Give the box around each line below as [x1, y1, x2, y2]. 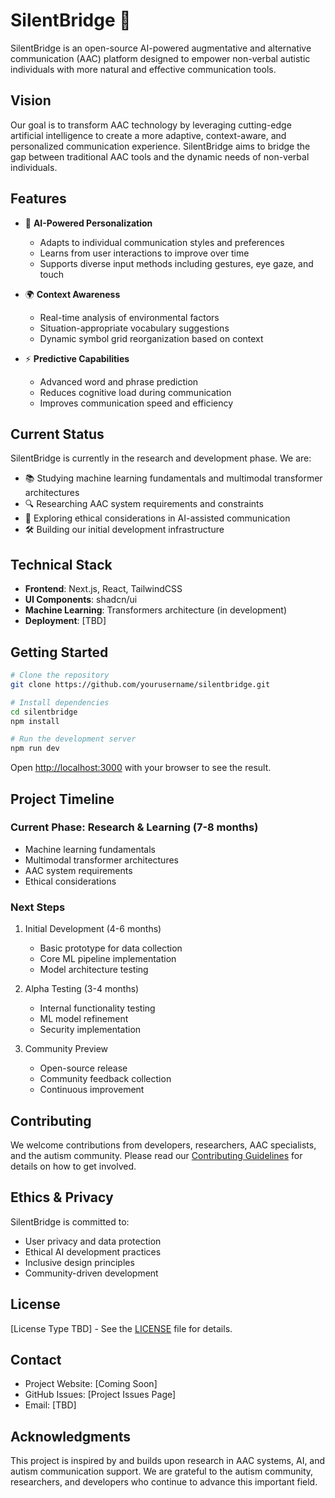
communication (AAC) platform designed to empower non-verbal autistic [10, 52, 311, 64]
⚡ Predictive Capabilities [24, 352, 130, 364]
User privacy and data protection [24, 1235, 162, 1247]
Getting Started [10, 644, 109, 661]
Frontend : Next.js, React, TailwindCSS [24, 583, 183, 595]
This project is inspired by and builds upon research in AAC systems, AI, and [10, 1455, 326, 1467]
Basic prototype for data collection [39, 942, 183, 954]
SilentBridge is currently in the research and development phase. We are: [10, 452, 312, 464]
